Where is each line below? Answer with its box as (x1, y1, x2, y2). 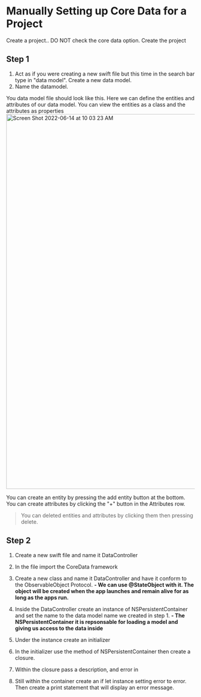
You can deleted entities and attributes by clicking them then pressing (20, 512, 193, 519)
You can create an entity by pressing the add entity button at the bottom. (6, 494, 185, 501)
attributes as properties (6, 107, 64, 115)
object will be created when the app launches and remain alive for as (14, 587, 189, 594)
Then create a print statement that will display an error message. (14, 684, 175, 691)
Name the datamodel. (14, 83, 69, 90)
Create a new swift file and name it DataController (14, 551, 138, 558)
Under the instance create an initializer (14, 636, 111, 643)
